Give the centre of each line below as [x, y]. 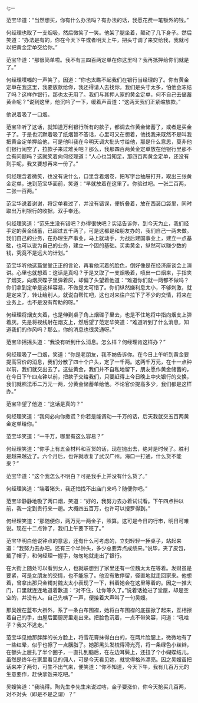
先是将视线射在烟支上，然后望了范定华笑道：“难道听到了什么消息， [103, 322]
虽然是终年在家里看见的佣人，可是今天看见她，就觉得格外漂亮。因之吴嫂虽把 [99, 659]
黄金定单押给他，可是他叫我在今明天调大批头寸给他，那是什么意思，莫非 [99, 141]
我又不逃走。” [32, 625]
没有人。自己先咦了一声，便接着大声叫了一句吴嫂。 [88, 598]
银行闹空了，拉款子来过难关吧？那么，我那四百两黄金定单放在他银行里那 [99, 149]
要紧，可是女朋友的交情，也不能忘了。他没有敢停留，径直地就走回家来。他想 [99, 575]
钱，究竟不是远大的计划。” [37, 253]
